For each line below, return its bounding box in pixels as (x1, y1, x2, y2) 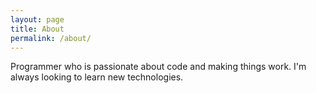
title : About (10, 24, 65, 34)
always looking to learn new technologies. (10, 71, 184, 83)
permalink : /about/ (10, 33, 92, 43)
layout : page (10, 14, 65, 25)
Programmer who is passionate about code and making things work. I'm (10, 61, 307, 73)
